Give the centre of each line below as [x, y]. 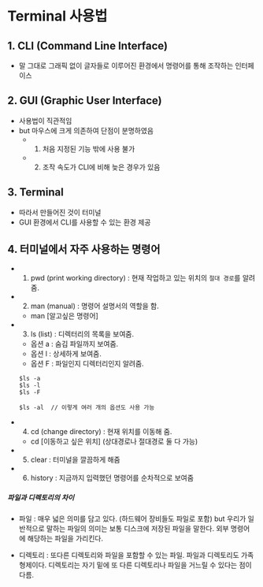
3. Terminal [35, 193]
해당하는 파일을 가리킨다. [65, 539]
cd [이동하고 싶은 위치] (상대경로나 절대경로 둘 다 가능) [114, 441]
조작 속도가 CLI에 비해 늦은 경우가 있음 [101, 167]
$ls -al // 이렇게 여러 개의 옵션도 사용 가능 [87, 408]
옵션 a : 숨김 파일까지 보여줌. [74, 344]
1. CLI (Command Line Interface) [88, 45]
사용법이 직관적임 [45, 121]
